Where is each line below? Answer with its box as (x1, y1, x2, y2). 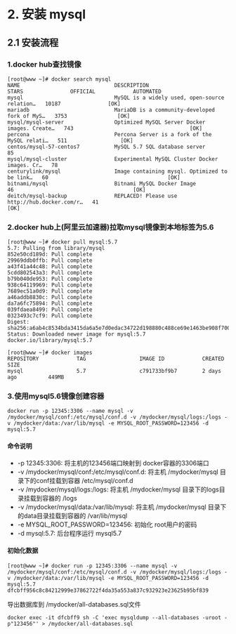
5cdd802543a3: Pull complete (7, 270, 93, 277)
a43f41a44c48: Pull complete (7, 263, 93, 270)
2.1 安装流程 (7, 37, 59, 48)
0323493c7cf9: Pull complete (7, 312, 93, 319)
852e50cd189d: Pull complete (7, 251, 93, 258)
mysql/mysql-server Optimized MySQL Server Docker (7, 119, 206, 126)
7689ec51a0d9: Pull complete (7, 288, 93, 295)
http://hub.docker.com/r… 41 (7, 198, 99, 206)
